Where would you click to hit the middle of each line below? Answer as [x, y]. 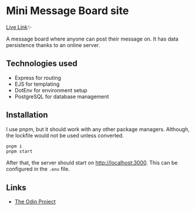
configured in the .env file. [38, 169]
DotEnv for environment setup [51, 90]
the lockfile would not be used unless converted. [65, 135]
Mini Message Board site [68, 11]
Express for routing [38, 78]
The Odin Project [35, 202]
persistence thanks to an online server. [53, 45]
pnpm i [14, 146]
